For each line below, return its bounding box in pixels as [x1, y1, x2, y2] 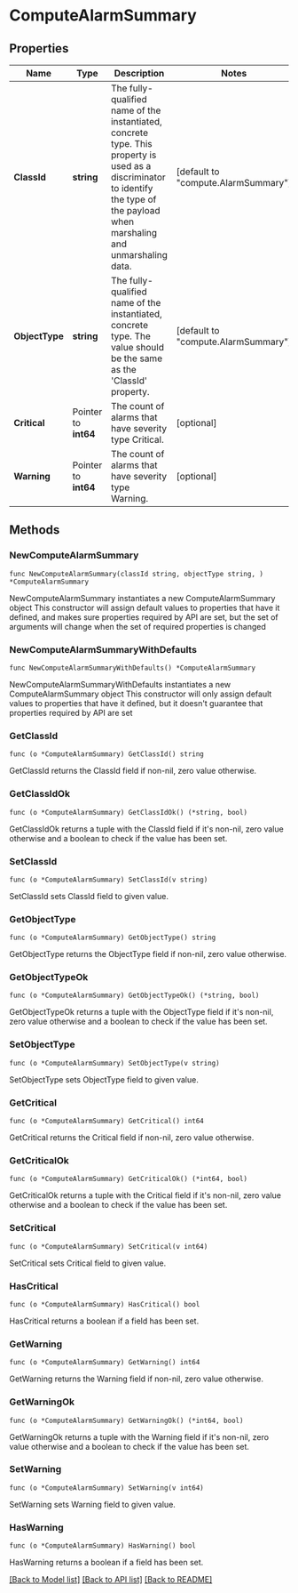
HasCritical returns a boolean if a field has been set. [9, 1315, 200, 1326]
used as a [110, 160, 152, 172]
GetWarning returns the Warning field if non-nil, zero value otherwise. [9, 1373, 264, 1384]
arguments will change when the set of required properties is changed [9, 621, 266, 632]
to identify [110, 182, 153, 194]
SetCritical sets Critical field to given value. [9, 1258, 167, 1268]
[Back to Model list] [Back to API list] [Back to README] [9, 1574, 213, 1585]
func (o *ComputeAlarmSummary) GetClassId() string [9, 750, 204, 759]
